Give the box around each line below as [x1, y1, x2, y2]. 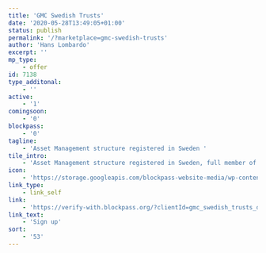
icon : [8, 167, 26, 174]
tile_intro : [8, 151, 47, 159]
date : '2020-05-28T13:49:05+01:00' [8, 19, 126, 27]
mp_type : [8, 56, 37, 64]
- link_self [22, 188, 62, 197]
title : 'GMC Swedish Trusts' [8, 11, 104, 20]
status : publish [8, 26, 62, 34]
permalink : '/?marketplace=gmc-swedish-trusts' [8, 33, 169, 42]
